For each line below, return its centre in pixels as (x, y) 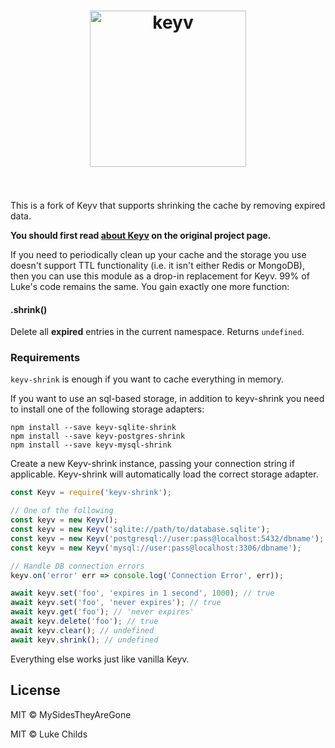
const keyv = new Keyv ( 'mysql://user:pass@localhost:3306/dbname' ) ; (156, 548)
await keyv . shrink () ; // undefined (84, 640)
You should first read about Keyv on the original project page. (141, 235)
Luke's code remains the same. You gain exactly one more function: (150, 286)
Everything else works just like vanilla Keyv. (100, 659)
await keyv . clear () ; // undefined (82, 630)
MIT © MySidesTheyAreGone (71, 714)
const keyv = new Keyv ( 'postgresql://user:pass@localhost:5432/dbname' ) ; (167, 538)
